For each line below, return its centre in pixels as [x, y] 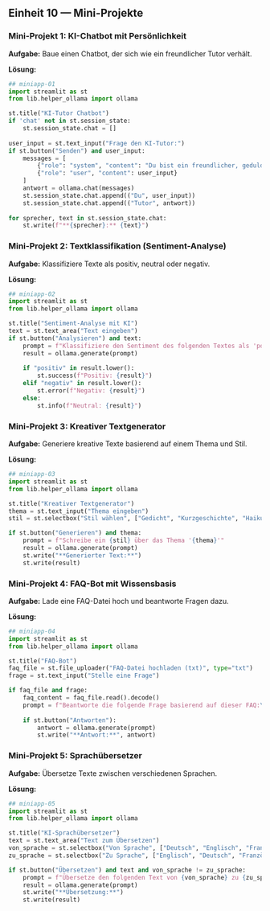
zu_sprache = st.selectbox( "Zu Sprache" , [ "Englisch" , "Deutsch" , [122, 856]
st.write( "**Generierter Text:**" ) [82, 555]
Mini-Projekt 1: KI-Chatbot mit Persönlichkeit [98, 36]
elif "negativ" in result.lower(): [82, 384]
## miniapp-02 [32, 294]
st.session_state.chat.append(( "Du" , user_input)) [109, 195]
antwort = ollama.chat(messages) [79, 188]
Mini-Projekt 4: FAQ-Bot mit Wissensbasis [92, 584]
